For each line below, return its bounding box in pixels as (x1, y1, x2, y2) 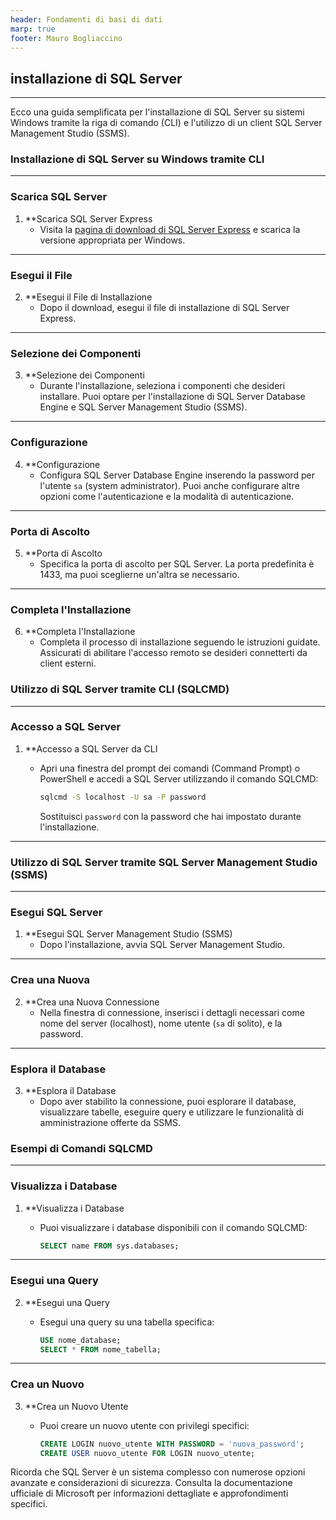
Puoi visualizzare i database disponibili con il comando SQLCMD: (39, 1221, 308, 1233)
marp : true (10, 24, 56, 34)
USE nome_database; (39, 1335, 122, 1345)
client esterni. (39, 657, 97, 670)
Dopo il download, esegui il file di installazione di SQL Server (39, 302, 290, 314)
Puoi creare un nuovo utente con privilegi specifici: (39, 1419, 250, 1431)
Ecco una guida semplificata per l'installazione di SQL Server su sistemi (10, 106, 305, 118)
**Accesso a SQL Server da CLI (24, 742, 158, 755)
